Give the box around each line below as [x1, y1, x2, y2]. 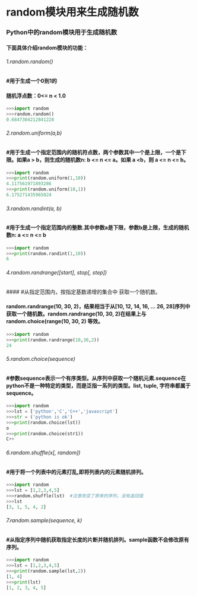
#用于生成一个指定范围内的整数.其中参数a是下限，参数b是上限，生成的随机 [6, 224, 189, 231]
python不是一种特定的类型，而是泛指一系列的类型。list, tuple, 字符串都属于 [6, 382, 191, 389]
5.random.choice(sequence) [6, 355, 76, 362]
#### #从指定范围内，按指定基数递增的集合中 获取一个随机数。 [6, 288, 161, 295]
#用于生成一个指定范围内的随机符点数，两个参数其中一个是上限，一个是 [6, 148, 182, 155]
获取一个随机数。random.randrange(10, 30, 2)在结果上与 [6, 310, 147, 317]
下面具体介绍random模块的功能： [6, 44, 88, 51]
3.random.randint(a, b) [6, 205, 62, 212]
